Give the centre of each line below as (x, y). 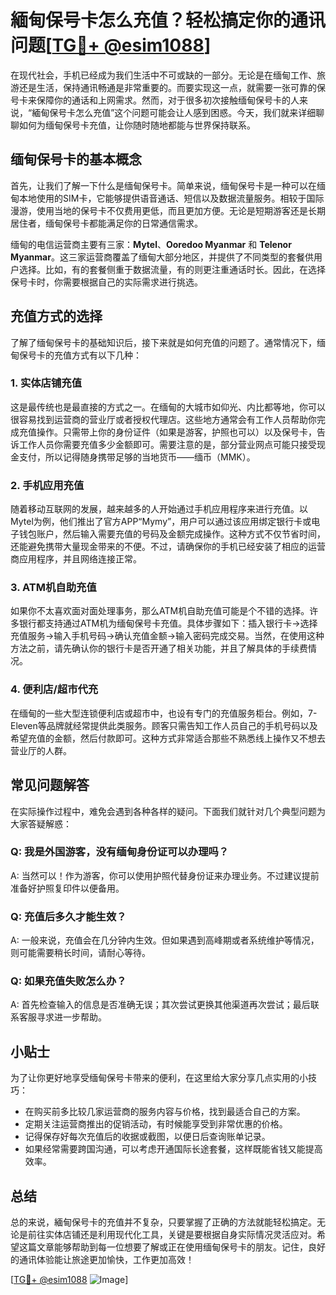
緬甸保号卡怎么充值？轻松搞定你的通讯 (168, 20)
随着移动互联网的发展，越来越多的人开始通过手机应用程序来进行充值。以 (159, 509)
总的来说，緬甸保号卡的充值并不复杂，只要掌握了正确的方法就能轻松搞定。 (163, 1222)
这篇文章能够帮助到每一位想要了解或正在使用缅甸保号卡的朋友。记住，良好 (172, 1247)
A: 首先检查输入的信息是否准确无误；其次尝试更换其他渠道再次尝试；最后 (160, 1005)
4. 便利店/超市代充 (54, 689)
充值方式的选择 (56, 316)
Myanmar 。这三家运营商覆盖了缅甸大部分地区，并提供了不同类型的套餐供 (162, 257)
